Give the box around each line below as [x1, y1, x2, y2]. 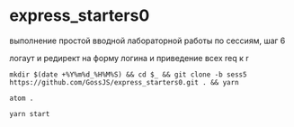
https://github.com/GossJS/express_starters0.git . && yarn [9, 77, 240, 86]
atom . [9, 94, 34, 103]
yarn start [9, 109, 50, 118]
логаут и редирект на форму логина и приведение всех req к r [9, 52, 249, 63]
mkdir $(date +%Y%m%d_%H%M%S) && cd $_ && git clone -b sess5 [9, 69, 247, 79]
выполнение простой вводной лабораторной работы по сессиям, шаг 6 [9, 35, 286, 46]
